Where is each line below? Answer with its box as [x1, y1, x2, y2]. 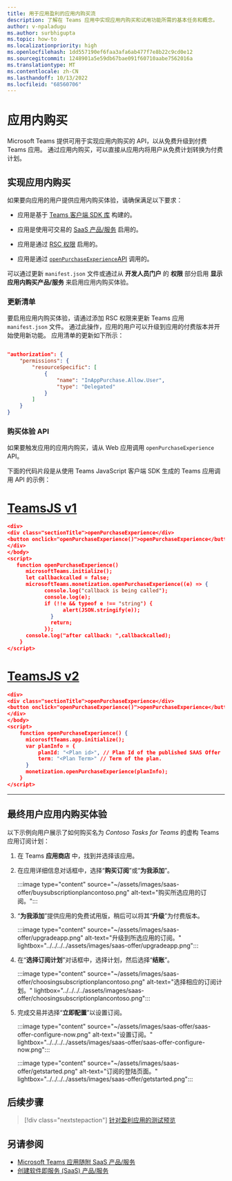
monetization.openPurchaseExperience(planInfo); [25, 768, 168, 775]
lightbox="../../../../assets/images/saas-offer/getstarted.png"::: [17, 1075, 193, 1083]
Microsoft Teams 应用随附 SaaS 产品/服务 [17, 1158, 136, 1166]
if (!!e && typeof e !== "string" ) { [43, 600, 153, 607]
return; [50, 619, 72, 626]
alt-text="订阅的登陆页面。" [79, 1067, 158, 1075]
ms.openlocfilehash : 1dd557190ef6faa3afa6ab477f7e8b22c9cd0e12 [7, 49, 193, 56]
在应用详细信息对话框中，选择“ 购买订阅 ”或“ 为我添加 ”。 [17, 866, 174, 874]
